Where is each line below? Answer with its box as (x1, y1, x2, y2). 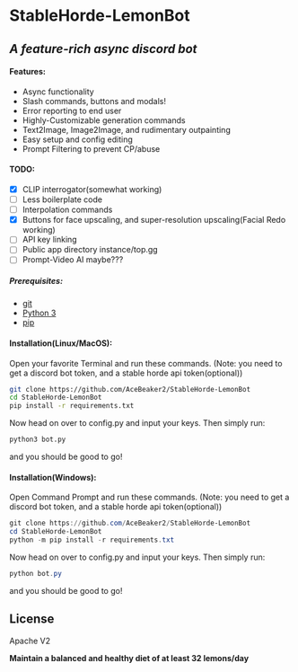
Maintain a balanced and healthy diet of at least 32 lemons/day (9, 652, 250, 663)
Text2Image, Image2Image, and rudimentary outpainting (22, 124, 231, 135)
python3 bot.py (9, 435, 66, 445)
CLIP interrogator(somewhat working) (22, 183, 162, 194)
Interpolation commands (22, 204, 113, 216)
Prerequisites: (9, 276, 64, 287)
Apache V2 (9, 635, 51, 646)
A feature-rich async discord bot (9, 41, 197, 57)
